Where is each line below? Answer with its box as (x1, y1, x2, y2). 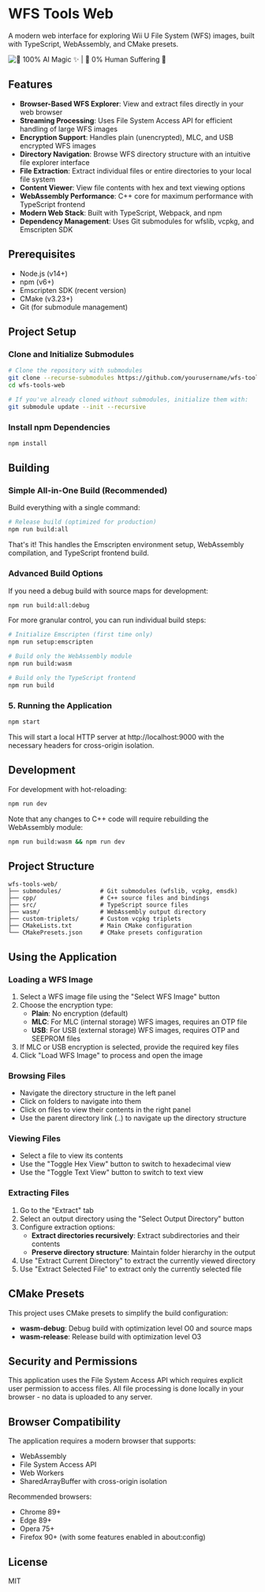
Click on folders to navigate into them (19, 1097, 142, 1106)
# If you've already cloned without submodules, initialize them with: (8, 396, 248, 404)
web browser (19, 107, 63, 117)
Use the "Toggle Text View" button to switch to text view (19, 1168, 203, 1177)
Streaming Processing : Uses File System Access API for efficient (19, 115, 233, 125)
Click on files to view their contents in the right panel (19, 1105, 191, 1114)
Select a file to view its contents (19, 1151, 124, 1161)
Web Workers (19, 1468, 65, 1477)
